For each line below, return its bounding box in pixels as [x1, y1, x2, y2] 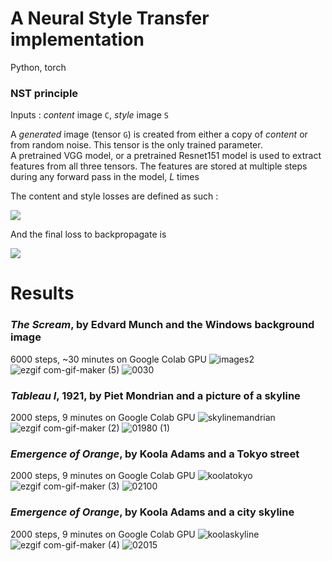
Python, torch [10, 61, 67, 73]
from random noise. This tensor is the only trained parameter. [10, 139, 263, 151]
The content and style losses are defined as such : [10, 190, 219, 202]
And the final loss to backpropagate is [10, 228, 167, 241]
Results [10, 282, 75, 305]
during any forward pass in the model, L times [10, 171, 200, 183]
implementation [10, 28, 145, 51]
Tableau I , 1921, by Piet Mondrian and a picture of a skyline [10, 388, 301, 402]
